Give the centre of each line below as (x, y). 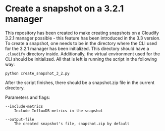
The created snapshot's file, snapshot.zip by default (72, 124)
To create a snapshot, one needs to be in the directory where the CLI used (81, 43)
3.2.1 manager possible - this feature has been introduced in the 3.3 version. (83, 38)
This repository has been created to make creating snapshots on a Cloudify (82, 33)
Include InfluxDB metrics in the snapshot (58, 111)
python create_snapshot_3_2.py (37, 73)
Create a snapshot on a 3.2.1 (64, 9)
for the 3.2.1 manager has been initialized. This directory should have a (77, 48)
